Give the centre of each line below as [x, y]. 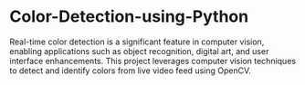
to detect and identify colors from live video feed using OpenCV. [130, 71]
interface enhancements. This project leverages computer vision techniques [153, 61]
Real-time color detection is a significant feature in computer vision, [137, 42]
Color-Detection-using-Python [129, 17]
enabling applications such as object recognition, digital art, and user [139, 51]
